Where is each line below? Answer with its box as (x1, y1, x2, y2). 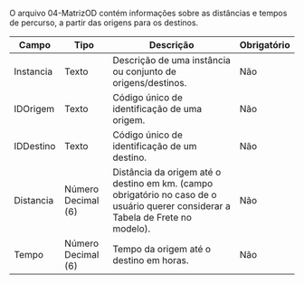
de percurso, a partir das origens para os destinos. (9, 17, 199, 28)
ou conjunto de (112, 65, 176, 78)
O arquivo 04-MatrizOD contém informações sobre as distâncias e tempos (9, 8, 288, 18)
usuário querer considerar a (112, 200, 231, 212)
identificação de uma (112, 103, 203, 115)
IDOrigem (14, 103, 55, 115)
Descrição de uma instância (112, 54, 231, 66)
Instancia (14, 65, 52, 78)
